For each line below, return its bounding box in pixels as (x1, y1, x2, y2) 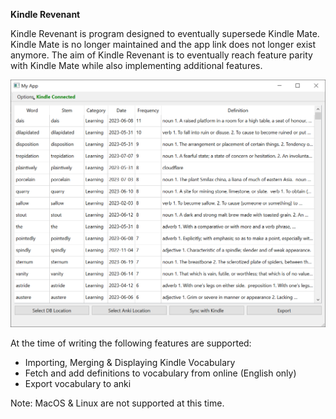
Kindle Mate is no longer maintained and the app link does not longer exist (10, 39, 317, 50)
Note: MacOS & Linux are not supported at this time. (10, 397, 225, 409)
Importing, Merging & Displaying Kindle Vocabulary (24, 357, 236, 369)
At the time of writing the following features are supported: (10, 337, 252, 349)
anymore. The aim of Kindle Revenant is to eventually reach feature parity (10, 49, 313, 61)
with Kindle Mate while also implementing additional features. (10, 60, 263, 71)
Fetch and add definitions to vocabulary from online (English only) (24, 367, 297, 379)
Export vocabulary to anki (24, 378, 132, 390)
